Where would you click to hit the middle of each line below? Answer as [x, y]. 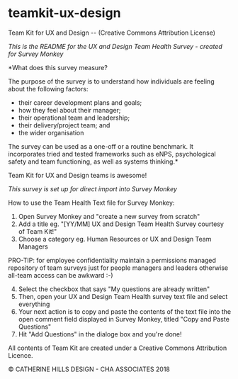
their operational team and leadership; [74, 118]
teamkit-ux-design [64, 13]
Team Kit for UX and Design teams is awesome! [78, 175]
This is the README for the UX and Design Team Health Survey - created [115, 46]
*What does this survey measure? [58, 67]
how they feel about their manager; [69, 110]
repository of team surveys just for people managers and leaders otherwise [118, 268]
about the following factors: [48, 89]
